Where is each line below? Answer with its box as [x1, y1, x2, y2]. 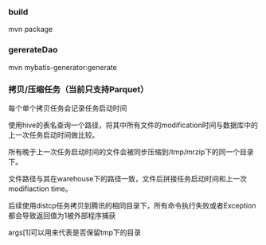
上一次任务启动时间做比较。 [8, 130, 100, 139]
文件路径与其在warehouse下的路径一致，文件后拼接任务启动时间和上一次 [8, 173, 248, 183]
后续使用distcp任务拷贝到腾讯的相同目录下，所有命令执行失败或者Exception [8, 200, 256, 210]
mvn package [8, 25, 53, 34]
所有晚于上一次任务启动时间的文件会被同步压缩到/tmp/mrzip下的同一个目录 [8, 146, 254, 157]
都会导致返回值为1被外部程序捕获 [8, 210, 116, 220]
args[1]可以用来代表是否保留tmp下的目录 [8, 227, 142, 237]
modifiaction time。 [8, 184, 73, 193]
